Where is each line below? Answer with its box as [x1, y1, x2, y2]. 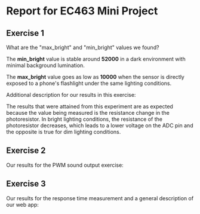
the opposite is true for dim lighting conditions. [6, 129, 121, 135]
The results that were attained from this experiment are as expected [6, 103, 173, 110]
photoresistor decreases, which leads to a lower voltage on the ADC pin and [6, 122, 193, 129]
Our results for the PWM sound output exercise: [6, 161, 124, 169]
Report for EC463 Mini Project [6, 4, 158, 18]
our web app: [6, 201, 39, 208]
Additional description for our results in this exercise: [6, 91, 136, 98]
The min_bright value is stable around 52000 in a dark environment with [6, 56, 186, 62]
